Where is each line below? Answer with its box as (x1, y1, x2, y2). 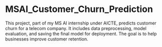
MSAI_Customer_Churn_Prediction (5, 3, 153, 15)
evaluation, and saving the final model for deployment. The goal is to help (5, 30, 157, 36)
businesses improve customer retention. (5, 36, 89, 42)
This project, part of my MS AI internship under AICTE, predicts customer (5, 20, 156, 26)
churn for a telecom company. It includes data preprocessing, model (5, 25, 147, 31)
